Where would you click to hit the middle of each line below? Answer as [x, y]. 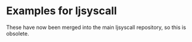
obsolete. [18, 33]
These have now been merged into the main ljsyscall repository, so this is [96, 27]
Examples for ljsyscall [62, 11]
